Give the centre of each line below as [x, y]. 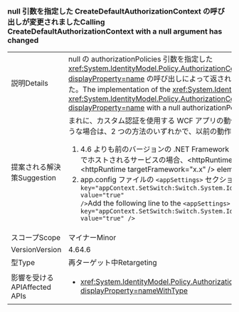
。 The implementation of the [123, 89]
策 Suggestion [34, 178]
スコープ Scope [36, 238]
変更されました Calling [67, 21]
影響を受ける [33, 278]
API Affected [31, 287]
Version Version [36, 250]
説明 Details [30, 84]
